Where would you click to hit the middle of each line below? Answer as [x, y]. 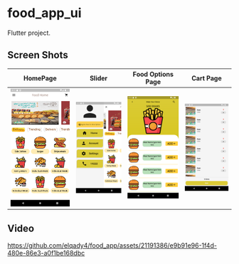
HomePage [40, 78]
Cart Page [207, 78]
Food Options [153, 74]
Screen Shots [38, 55]
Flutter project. [29, 33]
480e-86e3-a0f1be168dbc [46, 253]
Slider [99, 78]
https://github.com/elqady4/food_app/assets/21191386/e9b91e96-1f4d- [112, 245]
